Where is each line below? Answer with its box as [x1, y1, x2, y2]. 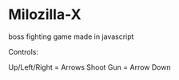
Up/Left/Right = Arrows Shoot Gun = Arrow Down [8, 62, 171, 72]
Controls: [8, 47, 38, 56]
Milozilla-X [8, 6, 82, 24]
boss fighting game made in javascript [8, 32, 134, 41]
